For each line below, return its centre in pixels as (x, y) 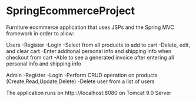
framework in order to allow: (40, 33)
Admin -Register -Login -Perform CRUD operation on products (82, 75)
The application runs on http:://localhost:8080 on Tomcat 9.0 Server (89, 93)
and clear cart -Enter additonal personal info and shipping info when (89, 51)
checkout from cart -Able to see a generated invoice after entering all (90, 57)
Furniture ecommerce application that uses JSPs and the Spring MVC (90, 27)
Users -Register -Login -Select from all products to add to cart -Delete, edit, (98, 45)
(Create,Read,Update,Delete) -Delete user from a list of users (80, 81)
